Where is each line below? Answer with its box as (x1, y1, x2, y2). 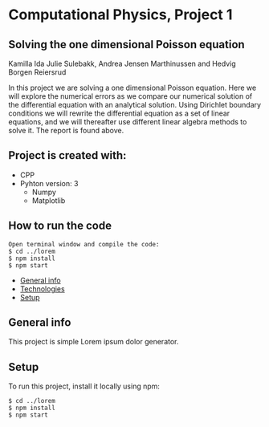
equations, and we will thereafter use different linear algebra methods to (8, 117, 247, 126)
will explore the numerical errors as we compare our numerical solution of (8, 91, 253, 101)
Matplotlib (31, 195, 66, 205)
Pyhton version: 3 (19, 178, 79, 188)
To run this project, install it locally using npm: (8, 381, 161, 391)
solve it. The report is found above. (8, 126, 124, 135)
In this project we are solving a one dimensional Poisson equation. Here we (8, 83, 257, 92)
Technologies (19, 283, 66, 294)
